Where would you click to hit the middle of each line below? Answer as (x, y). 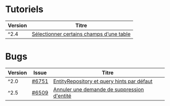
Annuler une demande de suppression (98, 89)
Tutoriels (25, 9)
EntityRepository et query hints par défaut (103, 81)
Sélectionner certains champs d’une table (81, 34)
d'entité (62, 96)
